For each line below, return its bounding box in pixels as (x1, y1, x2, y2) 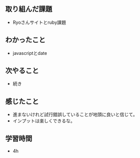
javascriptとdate (12, 50, 47, 56)
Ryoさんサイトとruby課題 (12, 19, 66, 25)
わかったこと (5, 36, 46, 44)
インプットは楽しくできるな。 (12, 118, 75, 124)
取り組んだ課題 (5, 5, 52, 14)
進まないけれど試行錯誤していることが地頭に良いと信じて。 (12, 111, 137, 118)
